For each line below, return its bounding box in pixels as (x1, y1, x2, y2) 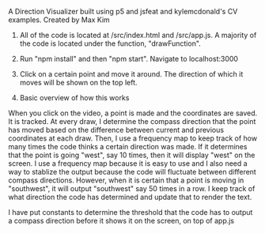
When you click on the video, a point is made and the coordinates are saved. (8, 108, 258, 118)
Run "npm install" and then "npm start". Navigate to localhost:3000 (19, 54, 239, 63)
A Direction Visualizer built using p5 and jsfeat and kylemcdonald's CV (8, 7, 238, 16)
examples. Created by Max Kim (8, 15, 111, 24)
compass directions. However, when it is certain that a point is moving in (8, 175, 244, 185)
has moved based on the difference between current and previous (8, 126, 224, 134)
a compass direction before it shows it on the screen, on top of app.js (8, 216, 235, 225)
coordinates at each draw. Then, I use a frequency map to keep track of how (8, 133, 258, 143)
